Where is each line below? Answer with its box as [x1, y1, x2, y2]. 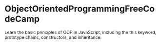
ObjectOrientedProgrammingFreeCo [4, 3, 155, 14]
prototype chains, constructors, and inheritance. [4, 34, 102, 40]
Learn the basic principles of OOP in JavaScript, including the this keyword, [4, 29, 157, 35]
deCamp [4, 13, 40, 24]
